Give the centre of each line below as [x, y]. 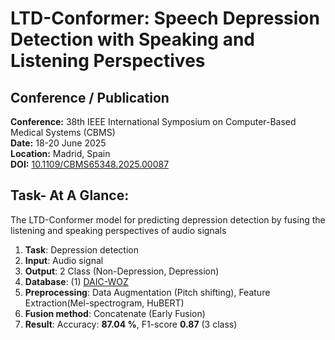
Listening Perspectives [108, 61]
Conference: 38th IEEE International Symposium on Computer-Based [153, 121]
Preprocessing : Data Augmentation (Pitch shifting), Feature [147, 292]
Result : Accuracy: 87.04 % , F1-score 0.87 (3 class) [131, 324]
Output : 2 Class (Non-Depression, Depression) [122, 271]
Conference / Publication [90, 97]
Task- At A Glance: [70, 195]
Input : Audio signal [64, 260]
